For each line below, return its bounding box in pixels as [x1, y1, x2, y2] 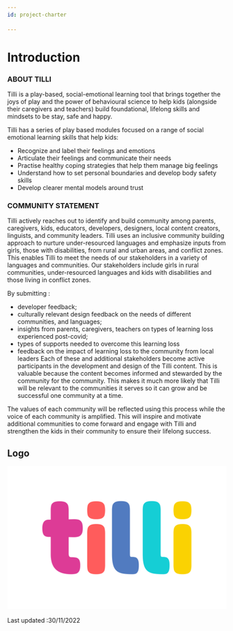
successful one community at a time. [17, 392, 124, 400]
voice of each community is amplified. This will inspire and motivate [7, 413, 202, 421]
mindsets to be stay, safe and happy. [7, 112, 113, 120]
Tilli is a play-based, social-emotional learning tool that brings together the [7, 90, 221, 98]
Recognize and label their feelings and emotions [17, 146, 156, 154]
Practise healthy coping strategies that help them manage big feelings [17, 161, 218, 170]
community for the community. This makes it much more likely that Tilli [17, 376, 220, 385]
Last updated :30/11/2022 [7, 616, 81, 624]
